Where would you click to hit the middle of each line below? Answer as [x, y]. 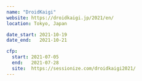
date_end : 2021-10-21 [37, 40]
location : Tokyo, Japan [37, 23]
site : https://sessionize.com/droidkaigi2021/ [74, 68]
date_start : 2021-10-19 [37, 34]
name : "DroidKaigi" [31, 12]
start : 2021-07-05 [36, 57]
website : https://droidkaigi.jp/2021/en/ [60, 18]
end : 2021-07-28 [36, 63]
